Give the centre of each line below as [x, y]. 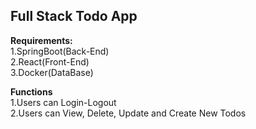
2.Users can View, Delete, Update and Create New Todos [128, 113]
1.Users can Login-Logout [63, 102]
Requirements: [41, 40]
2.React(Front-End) [50, 61]
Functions [31, 91]
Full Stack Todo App [74, 16]
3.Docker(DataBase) [52, 72]
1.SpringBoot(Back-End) [60, 51]
